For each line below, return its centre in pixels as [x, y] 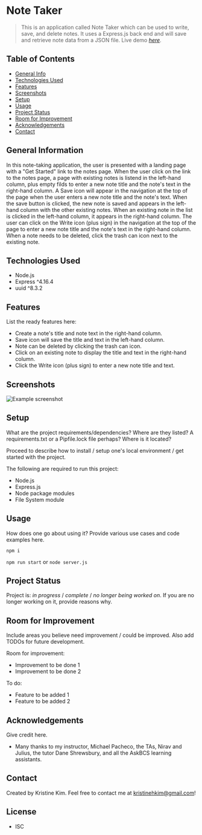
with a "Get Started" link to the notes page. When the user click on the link [99, 171]
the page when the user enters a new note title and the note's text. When [97, 197]
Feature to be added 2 [43, 702]
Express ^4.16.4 [34, 282]
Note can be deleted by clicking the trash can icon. [78, 346]
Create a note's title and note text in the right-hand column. [89, 333]
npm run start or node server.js [47, 561]
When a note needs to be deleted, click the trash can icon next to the [92, 235]
